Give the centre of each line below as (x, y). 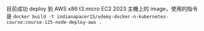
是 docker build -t (30, 16)
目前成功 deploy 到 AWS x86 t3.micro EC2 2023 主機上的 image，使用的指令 (102, 9)
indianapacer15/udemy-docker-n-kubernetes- (113, 17)
